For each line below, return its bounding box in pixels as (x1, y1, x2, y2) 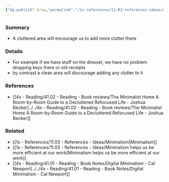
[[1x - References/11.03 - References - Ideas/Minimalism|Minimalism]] (12, 139, 157, 145)
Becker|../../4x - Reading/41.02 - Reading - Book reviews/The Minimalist (12, 104, 162, 110)
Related (5, 127, 25, 134)
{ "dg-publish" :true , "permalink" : (5, 7, 75, 13)
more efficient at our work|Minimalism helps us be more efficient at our (12, 149, 160, 155)
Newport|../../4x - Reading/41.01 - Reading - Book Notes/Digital (12, 165, 143, 171)
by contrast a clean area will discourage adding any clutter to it (12, 70, 143, 76)
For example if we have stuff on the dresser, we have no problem (12, 59, 147, 65)
